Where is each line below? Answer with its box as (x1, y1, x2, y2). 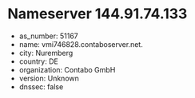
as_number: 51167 (18, 31, 78, 41)
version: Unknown (18, 73, 79, 83)
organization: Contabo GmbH (18, 65, 116, 74)
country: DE (18, 57, 59, 66)
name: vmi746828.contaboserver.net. (18, 39, 143, 49)
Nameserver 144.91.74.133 (7, 5, 188, 23)
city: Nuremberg (18, 48, 74, 57)
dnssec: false (18, 81, 64, 92)
